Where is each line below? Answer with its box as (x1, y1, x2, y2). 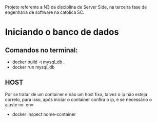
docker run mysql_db (12, 64, 55, 70)
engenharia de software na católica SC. (5, 9, 84, 15)
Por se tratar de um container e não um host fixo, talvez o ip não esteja (5, 91, 147, 97)
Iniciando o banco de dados (5, 26, 119, 38)
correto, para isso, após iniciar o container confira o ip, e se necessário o (5, 97, 152, 102)
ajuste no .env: (5, 101, 35, 107)
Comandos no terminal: (5, 46, 78, 54)
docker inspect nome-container (12, 111, 76, 117)
